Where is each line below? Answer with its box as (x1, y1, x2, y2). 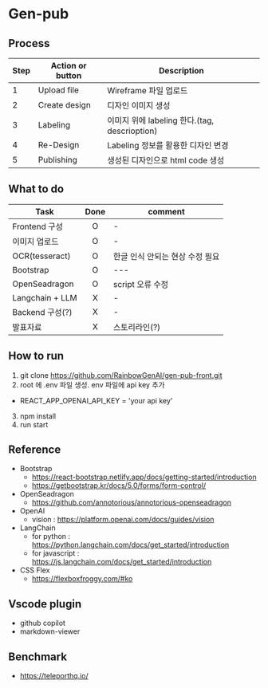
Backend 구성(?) (12, 306, 73, 317)
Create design (37, 100, 92, 110)
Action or (50, 61, 87, 71)
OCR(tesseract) (12, 250, 71, 261)
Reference (8, 443, 61, 457)
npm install (19, 411, 57, 421)
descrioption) (107, 125, 158, 136)
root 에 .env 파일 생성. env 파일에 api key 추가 (19, 379, 165, 389)
